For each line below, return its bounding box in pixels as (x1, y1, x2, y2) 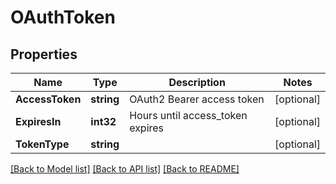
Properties (10, 46, 78, 63)
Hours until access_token (129, 109, 248, 122)
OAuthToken (10, 6, 116, 29)
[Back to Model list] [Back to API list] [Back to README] (10, 163, 240, 175)
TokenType (15, 137, 70, 151)
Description (168, 76, 226, 89)
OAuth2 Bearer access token (129, 92, 265, 106)
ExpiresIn (15, 115, 62, 128)
